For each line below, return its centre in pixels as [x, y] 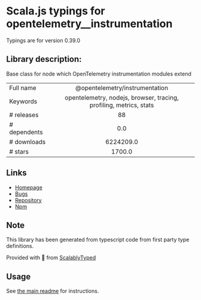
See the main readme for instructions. [53, 291]
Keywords [23, 101]
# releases [24, 115]
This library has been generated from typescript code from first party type [98, 240]
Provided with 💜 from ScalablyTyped [51, 258]
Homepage [29, 187]
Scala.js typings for [56, 11]
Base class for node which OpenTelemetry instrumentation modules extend [99, 74]
